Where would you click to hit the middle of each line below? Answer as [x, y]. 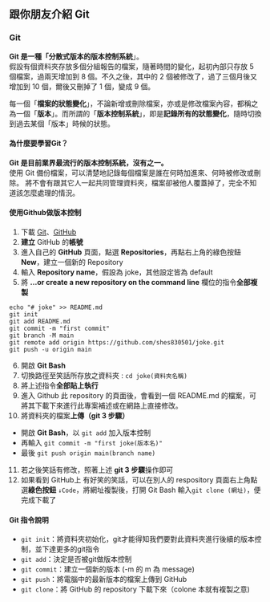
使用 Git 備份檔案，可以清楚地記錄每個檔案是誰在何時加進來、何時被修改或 [132, 173]
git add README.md [40, 322]
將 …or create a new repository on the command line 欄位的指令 [129, 283]
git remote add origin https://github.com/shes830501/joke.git [117, 343]
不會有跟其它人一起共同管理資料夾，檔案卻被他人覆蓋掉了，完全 [137, 182]
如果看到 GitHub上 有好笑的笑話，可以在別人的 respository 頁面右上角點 [139, 480]
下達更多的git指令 [71, 549]
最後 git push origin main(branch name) [88, 453]
